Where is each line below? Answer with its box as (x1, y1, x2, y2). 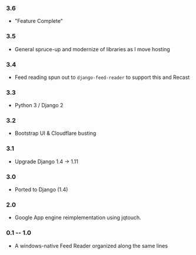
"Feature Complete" (14, 18, 64, 25)
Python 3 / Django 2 (14, 102, 64, 109)
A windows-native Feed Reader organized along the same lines (14, 242, 168, 249)
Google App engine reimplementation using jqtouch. (14, 214, 141, 221)
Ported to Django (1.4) (14, 186, 68, 193)
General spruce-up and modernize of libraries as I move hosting (14, 45, 171, 52)
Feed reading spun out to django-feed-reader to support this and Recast (14, 74, 190, 81)
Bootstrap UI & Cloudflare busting (14, 130, 97, 137)
